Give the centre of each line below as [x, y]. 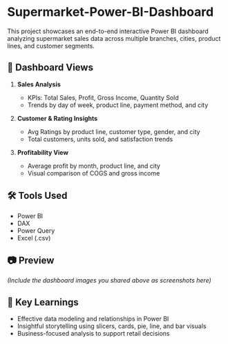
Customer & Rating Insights [57, 118]
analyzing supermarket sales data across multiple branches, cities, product [114, 38]
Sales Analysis [39, 84]
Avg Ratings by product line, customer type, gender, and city [114, 131]
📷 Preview [31, 260]
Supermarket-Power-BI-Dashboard [111, 12]
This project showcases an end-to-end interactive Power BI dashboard [108, 31]
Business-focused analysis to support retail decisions [93, 334]
